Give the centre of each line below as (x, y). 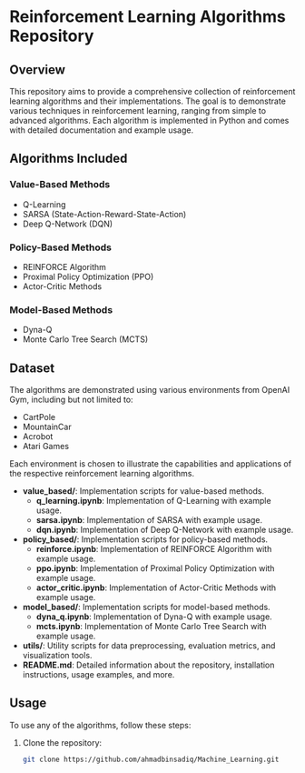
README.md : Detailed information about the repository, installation (148, 665)
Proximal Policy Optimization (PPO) (88, 276)
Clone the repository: (62, 742)
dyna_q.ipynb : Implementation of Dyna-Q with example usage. (154, 617)
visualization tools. (57, 656)
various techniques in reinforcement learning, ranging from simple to (138, 110)
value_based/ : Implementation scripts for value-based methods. (143, 491)
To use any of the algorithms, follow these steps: (100, 725)
